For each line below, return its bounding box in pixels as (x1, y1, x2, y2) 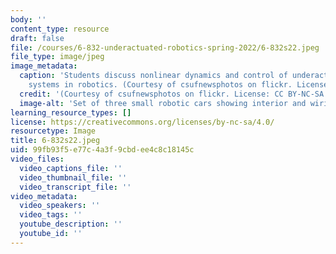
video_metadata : (10, 191, 78, 201)
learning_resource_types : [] (10, 107, 132, 118)
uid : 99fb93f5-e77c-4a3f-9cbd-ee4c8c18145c (10, 145, 195, 155)
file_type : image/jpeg (10, 52, 105, 62)
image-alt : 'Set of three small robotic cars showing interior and (19, 98, 307, 108)
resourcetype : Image (10, 126, 97, 136)
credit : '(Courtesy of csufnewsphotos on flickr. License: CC (19, 89, 284, 99)
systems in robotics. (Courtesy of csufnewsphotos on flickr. (28, 80, 293, 90)
